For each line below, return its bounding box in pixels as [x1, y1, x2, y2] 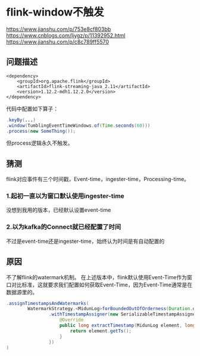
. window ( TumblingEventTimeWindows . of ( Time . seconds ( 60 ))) [6, 123, 151, 129]
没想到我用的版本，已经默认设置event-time [6, 207, 111, 214]
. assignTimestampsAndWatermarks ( [6, 300, 89, 307]
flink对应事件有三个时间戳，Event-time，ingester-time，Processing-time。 [6, 176, 189, 183]
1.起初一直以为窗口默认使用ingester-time [6, 192, 125, 200]
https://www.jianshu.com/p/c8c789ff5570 [6, 38, 109, 45]
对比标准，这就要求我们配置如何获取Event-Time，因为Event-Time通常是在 [11, 281, 193, 288]
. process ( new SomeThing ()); [6, 128, 76, 134]
